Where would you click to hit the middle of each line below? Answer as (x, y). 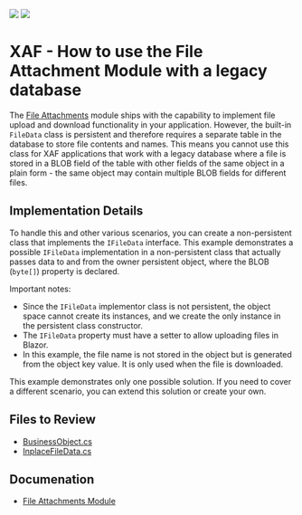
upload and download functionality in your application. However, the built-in (151, 124)
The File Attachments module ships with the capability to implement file (142, 115)
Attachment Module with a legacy (139, 71)
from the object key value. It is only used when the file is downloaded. (153, 364)
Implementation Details (76, 211)
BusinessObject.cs (57, 441)
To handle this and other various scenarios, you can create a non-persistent (151, 233)
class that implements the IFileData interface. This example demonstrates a (151, 242)
